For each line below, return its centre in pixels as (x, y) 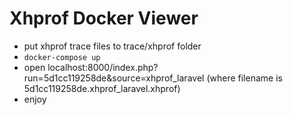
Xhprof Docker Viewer (104, 18)
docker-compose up (62, 57)
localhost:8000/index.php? (103, 67)
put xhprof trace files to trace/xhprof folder (112, 46)
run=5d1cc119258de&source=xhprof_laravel (114, 78)
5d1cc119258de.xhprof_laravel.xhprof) (102, 88)
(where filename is (244, 78)
